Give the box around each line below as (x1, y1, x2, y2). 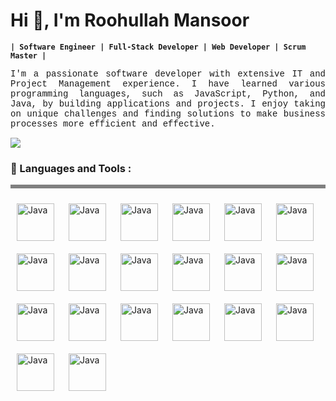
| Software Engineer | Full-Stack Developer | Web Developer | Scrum (10, 42, 307, 52)
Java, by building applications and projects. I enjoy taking (10, 98, 326, 109)
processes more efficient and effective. (10, 118, 216, 129)
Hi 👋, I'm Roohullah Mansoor (10, 9, 250, 32)
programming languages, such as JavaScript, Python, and (10, 88, 326, 99)
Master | (10, 50, 47, 61)
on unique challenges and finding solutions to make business (10, 108, 326, 119)
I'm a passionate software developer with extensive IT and (10, 68, 326, 79)
